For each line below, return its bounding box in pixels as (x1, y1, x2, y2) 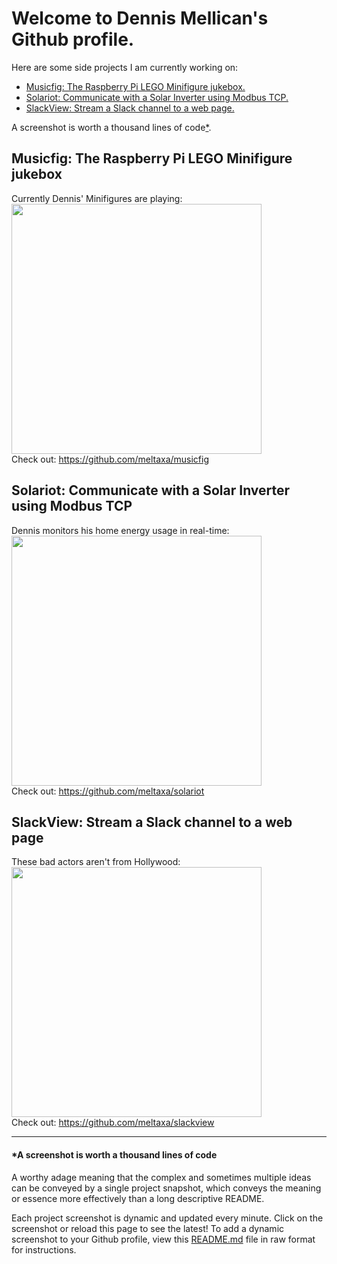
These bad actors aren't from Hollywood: (11, 856, 181, 868)
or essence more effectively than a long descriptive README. (11, 1192, 265, 1204)
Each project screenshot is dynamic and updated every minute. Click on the (11, 1212, 324, 1224)
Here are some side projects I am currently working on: (11, 61, 239, 73)
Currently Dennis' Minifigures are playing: (11, 192, 183, 204)
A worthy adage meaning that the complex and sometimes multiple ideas (11, 1171, 312, 1183)
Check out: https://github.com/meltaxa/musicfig (11, 453, 210, 465)
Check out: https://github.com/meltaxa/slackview (11, 1117, 215, 1129)
